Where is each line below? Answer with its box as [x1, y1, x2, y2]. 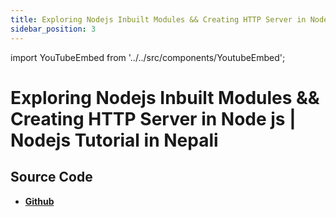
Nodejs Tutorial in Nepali [10, 129, 219, 151]
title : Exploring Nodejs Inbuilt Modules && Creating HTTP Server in [10, 14, 307, 25]
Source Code [10, 169, 93, 186]
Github [24, 195, 55, 207]
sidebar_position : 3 [10, 24, 97, 34]
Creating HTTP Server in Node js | [10, 107, 297, 130]
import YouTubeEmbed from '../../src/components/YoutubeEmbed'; [10, 51, 286, 63]
